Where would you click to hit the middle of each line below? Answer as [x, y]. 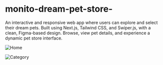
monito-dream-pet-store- [59, 9]
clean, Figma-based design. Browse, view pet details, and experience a [78, 33]
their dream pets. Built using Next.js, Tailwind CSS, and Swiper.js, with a [78, 27]
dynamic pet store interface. [34, 38]
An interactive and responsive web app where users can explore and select [81, 22]
